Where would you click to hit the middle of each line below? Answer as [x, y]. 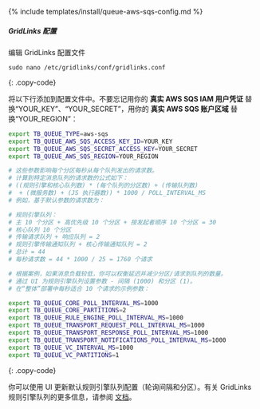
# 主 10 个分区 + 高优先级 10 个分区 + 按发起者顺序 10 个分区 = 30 [112, 222]
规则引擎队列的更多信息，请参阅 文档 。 [72, 397]
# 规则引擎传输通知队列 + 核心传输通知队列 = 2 [78, 244]
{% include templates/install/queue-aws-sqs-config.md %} [106, 12]
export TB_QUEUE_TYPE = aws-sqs [59, 134]
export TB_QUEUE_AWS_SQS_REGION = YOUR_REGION [83, 156]
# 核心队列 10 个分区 [40, 230]
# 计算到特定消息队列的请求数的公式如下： [69, 178]
